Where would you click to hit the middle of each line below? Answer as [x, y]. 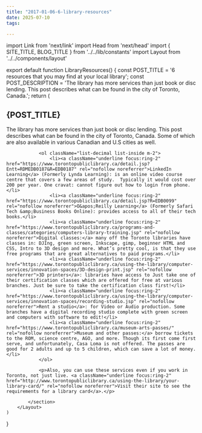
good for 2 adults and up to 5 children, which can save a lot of [92, 349]
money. [188, 349]
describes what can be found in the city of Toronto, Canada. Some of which [101, 136]
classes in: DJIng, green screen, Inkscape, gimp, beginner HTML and [96, 243]
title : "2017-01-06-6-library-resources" [59, 12]
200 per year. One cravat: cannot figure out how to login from [89, 185]
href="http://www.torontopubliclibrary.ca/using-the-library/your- [93, 381]
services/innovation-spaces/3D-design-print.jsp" [70, 270]
